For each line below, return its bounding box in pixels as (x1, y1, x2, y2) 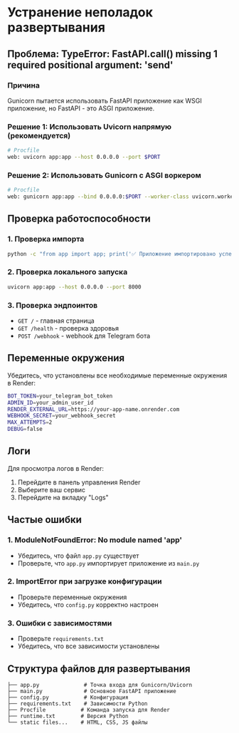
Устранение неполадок (7, 4, 153, 21)
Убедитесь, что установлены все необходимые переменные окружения (7, 371, 228, 380)
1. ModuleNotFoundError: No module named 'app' (7, 535, 183, 545)
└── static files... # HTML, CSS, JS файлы (7, 719, 148, 726)
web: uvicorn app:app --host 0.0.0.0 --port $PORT (7, 154, 161, 161)
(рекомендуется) (7, 130, 71, 140)
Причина (7, 80, 41, 90)
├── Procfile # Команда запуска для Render (7, 706, 171, 713)
